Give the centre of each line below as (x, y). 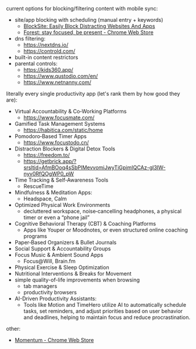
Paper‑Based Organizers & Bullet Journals (65, 242)
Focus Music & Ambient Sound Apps (59, 255)
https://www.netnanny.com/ (57, 82)
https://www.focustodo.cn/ (56, 142)
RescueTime (39, 186)
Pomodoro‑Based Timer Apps (51, 136)
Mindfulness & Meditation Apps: (53, 192)
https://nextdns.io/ (46, 45)
